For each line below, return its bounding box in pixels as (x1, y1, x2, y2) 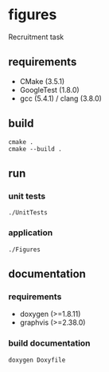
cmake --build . (8, 145, 62, 153)
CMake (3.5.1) (19, 76, 65, 86)
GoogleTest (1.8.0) (19, 85, 80, 94)
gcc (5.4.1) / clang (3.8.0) (19, 94, 102, 103)
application (8, 227, 53, 238)
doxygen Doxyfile (8, 356, 66, 364)
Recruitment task (8, 32, 64, 42)
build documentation (8, 338, 91, 349)
